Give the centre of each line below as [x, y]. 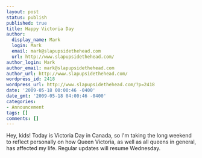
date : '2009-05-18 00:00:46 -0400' [51, 90]
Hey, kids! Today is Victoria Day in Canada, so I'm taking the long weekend [99, 136]
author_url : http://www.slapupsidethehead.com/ [67, 74]
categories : [21, 101]
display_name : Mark [36, 40]
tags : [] [17, 113]
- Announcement [25, 107]
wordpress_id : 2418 [31, 79]
